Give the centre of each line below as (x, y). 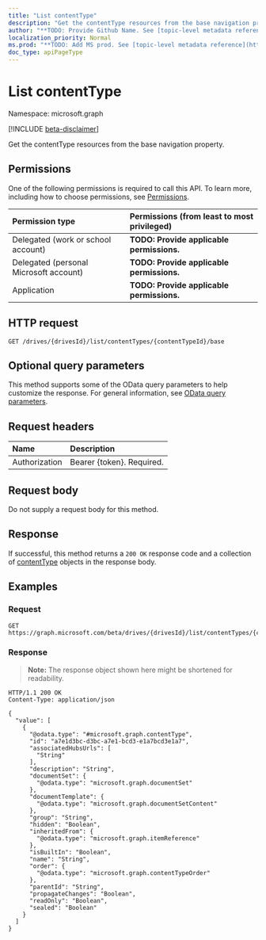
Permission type (44, 221)
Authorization (37, 462)
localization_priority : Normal (60, 38)
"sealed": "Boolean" (63, 908)
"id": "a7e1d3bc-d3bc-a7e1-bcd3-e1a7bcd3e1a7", (109, 741)
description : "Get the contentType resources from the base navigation (129, 23)
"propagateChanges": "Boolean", (82, 894)
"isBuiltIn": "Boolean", (70, 852)
